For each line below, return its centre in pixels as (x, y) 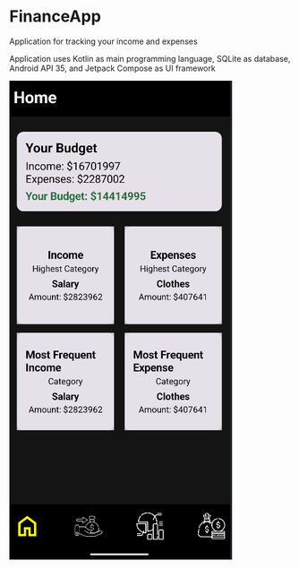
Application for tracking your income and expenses (104, 41)
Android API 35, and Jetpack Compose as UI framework (113, 68)
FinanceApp (55, 17)
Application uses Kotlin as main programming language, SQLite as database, (150, 58)
